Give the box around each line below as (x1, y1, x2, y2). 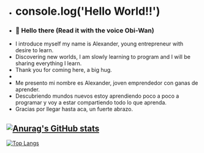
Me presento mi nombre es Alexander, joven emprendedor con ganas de (15, 79, 198, 87)
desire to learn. (15, 47, 54, 54)
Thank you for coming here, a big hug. (15, 66, 112, 74)
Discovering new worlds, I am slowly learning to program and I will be (15, 53, 191, 61)
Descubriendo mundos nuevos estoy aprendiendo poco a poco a (15, 92, 179, 100)
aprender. (15, 86, 40, 93)
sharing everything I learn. (15, 60, 82, 67)
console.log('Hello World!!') (15, 4, 161, 18)
